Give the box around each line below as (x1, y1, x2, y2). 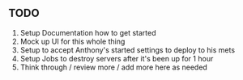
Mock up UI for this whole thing (19, 36, 126, 46)
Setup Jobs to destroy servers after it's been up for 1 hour (19, 53, 214, 63)
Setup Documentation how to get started (19, 27, 156, 37)
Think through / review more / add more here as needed (19, 62, 208, 72)
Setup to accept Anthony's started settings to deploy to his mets (19, 44, 236, 55)
